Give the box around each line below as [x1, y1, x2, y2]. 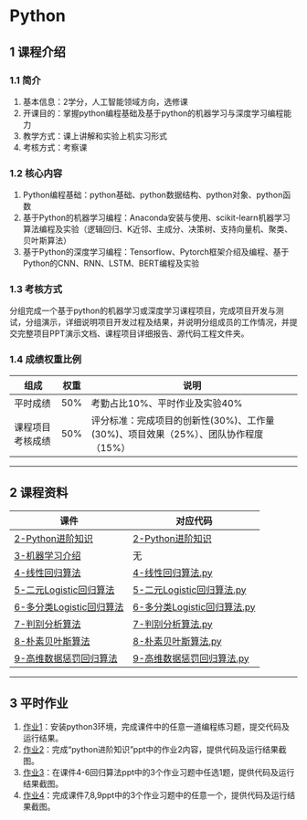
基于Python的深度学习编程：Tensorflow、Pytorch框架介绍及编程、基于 [22, 247, 290, 258]
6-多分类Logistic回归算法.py [132, 600, 256, 613]
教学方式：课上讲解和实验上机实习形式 [22, 130, 167, 142]
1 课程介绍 [9, 44, 67, 59]
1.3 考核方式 [9, 283, 63, 296]
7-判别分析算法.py [132, 617, 213, 630]
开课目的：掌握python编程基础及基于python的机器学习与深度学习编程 [22, 107, 284, 119]
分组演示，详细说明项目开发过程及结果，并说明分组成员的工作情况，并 [25, 317, 290, 328]
